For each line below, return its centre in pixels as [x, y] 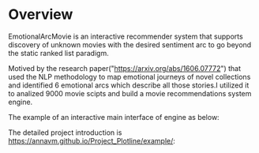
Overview [41, 15]
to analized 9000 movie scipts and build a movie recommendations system [130, 93]
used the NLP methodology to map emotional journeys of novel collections [129, 76]
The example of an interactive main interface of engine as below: [114, 117]
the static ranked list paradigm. [58, 53]
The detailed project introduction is [65, 132]
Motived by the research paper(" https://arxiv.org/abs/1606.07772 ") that [125, 68]
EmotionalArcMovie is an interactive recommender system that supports [126, 36]
